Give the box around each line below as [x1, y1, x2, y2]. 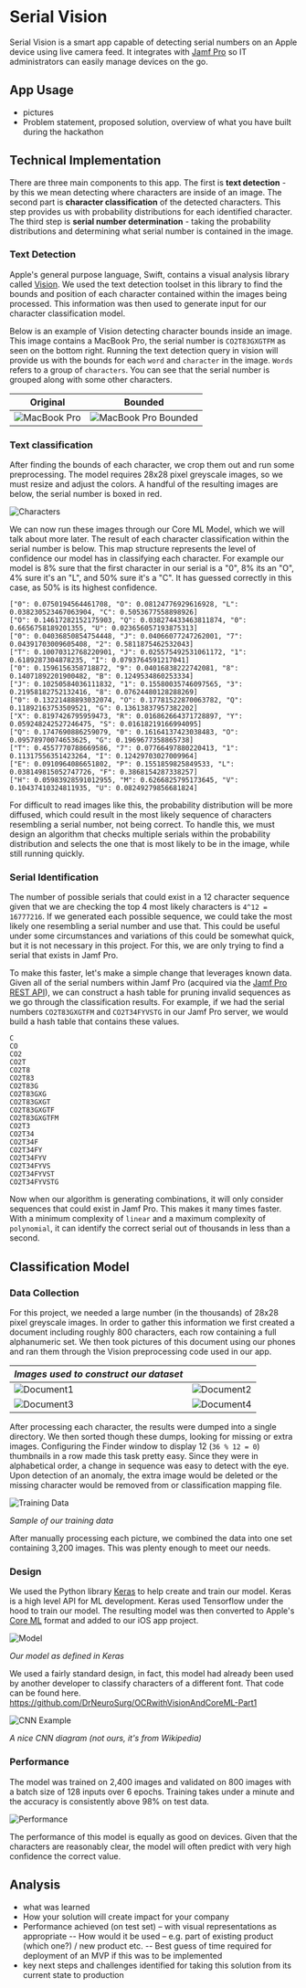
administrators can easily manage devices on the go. [9, 56, 208, 67]
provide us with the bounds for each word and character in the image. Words [9, 354, 294, 365]
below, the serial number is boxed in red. [9, 489, 163, 500]
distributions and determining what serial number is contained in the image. [9, 226, 294, 237]
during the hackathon [22, 126, 104, 137]
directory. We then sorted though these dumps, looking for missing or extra [9, 1432, 293, 1443]
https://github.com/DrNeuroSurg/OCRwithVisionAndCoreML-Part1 [9, 1697, 258, 1708]
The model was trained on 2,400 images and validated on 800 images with [9, 1776, 292, 1787]
